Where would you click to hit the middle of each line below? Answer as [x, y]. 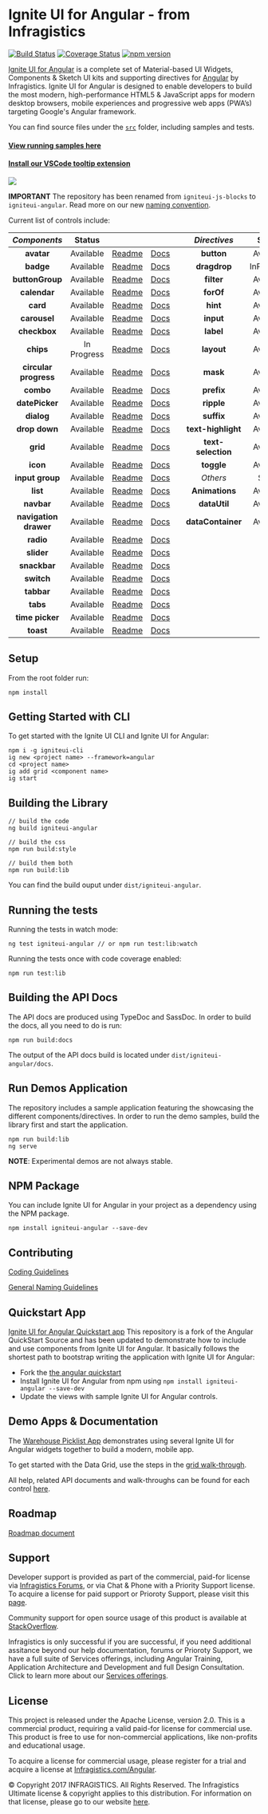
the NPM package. [39, 1213]
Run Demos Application [68, 1088]
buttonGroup [37, 279]
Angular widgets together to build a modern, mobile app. [101, 1449]
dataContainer [214, 522]
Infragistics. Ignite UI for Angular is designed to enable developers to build [130, 86]
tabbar [37, 591]
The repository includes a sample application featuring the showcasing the [131, 1107]
